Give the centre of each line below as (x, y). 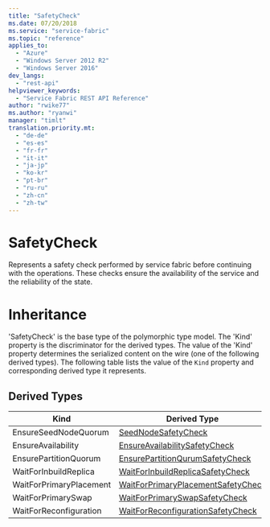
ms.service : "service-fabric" (59, 31)
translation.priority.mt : (51, 128)
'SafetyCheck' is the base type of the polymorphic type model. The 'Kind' (131, 337)
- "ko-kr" (32, 173)
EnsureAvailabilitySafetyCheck (176, 446)
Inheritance (47, 314)
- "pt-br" (32, 181)
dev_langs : (27, 76)
